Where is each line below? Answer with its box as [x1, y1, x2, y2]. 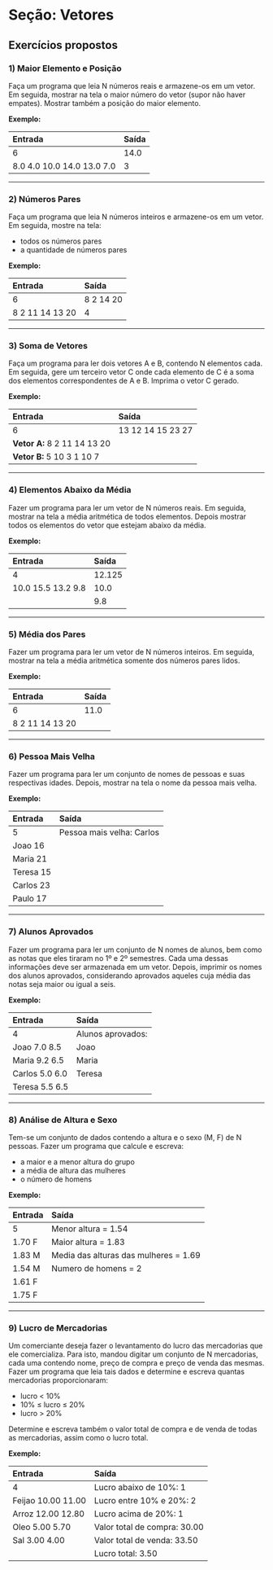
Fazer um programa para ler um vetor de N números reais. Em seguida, [8, 502, 246, 512]
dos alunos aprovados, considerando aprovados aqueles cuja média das [8, 971, 251, 980]
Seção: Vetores [8, 6, 115, 24]
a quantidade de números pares [19, 245, 128, 255]
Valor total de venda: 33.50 [93, 1535, 198, 1546]
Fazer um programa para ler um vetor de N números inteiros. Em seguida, [8, 647, 254, 657]
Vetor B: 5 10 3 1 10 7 [12, 451, 100, 463]
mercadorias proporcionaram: [8, 1375, 108, 1385]
